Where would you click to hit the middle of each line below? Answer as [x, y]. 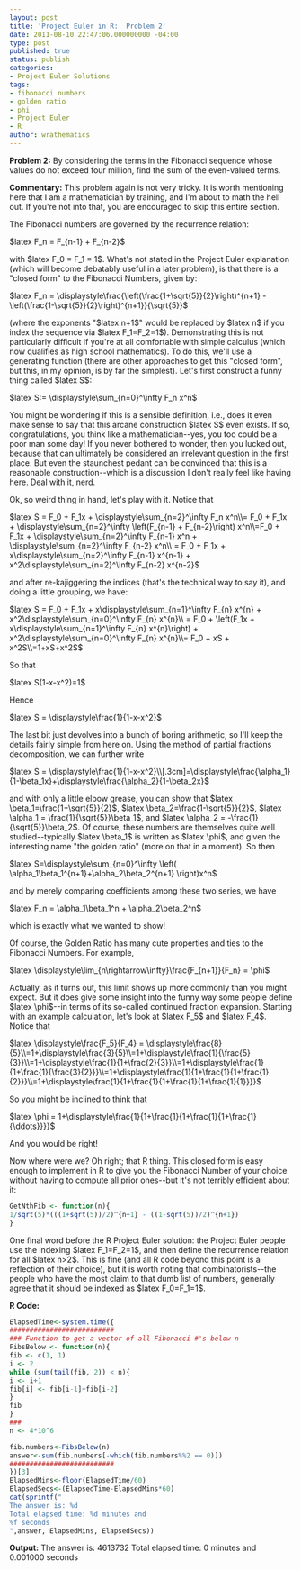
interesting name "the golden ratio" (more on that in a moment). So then [142, 846]
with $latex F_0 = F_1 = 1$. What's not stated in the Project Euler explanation [150, 259]
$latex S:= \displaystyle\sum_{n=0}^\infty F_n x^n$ [103, 397]
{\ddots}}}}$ [32, 1126]
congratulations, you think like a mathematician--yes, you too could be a [143, 434]
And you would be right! [54, 1143]
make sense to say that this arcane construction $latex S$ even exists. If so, [150, 424]
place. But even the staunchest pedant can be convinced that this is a [138, 463]
